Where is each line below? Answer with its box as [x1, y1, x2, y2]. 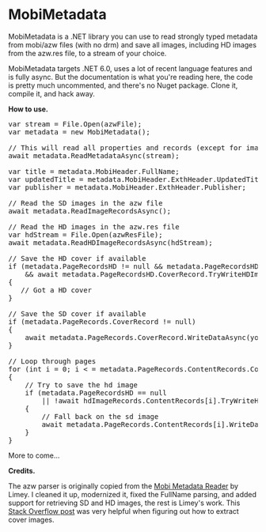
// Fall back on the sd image [41, 412, 159, 421]
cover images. [8, 515, 55, 524]
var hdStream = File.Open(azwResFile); [8, 230, 163, 239]
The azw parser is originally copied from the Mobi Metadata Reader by [8, 481, 239, 491]
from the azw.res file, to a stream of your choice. [8, 48, 167, 58]
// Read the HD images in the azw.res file [8, 222, 180, 231]
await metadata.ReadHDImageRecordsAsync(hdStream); [8, 238, 214, 247]
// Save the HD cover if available [8, 254, 146, 262]
